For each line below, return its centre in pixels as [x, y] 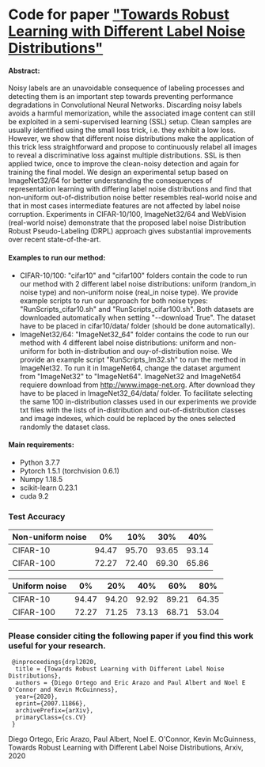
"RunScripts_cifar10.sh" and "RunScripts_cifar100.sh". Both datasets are [137, 309]
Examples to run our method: [57, 257]
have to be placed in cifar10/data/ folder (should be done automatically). [137, 325]
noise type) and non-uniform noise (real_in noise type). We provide [129, 292]
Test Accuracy [37, 516]
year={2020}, [37, 697]
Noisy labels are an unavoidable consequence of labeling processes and [127, 88]
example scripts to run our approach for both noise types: [114, 300]
